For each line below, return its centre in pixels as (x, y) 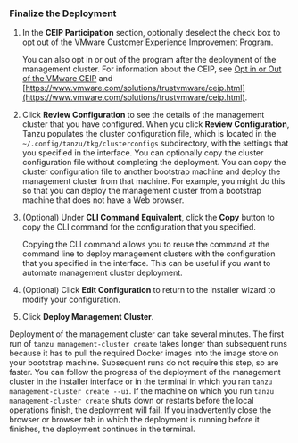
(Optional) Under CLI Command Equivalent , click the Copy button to (148, 218)
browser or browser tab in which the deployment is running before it (135, 420)
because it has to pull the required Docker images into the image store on (144, 353)
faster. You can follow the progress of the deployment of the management (145, 372)
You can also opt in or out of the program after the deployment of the (149, 60)
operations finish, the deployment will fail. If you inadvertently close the (141, 410)
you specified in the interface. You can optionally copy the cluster (143, 153)
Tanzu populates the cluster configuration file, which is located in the (149, 134)
